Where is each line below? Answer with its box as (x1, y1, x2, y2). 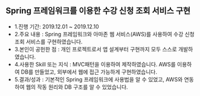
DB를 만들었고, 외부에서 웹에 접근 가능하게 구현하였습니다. (21, 68, 158, 75)
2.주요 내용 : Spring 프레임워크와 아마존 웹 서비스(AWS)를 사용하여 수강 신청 (14, 30, 195, 37)
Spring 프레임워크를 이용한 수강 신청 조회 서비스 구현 (5, 5, 191, 16)
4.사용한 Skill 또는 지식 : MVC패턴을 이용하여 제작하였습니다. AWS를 (14, 60, 176, 68)
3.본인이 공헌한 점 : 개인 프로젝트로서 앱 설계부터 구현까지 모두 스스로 (14, 45, 178, 53)
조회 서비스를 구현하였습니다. (14, 38, 83, 45)
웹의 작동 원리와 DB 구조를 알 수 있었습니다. (25, 83, 128, 91)
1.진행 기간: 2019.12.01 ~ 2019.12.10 (14, 23, 99, 30)
